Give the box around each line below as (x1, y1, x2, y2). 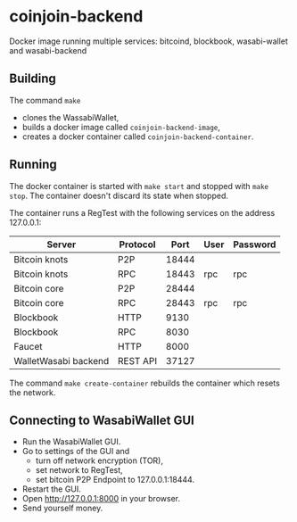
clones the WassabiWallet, (21, 112, 120, 122)
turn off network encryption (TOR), (35, 455, 163, 466)
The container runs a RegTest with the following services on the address (9, 207, 276, 218)
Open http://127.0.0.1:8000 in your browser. (21, 493, 181, 504)
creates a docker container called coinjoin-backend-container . (21, 131, 254, 142)
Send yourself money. (21, 502, 103, 514)
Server (46, 238, 77, 251)
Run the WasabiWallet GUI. (21, 436, 121, 447)
